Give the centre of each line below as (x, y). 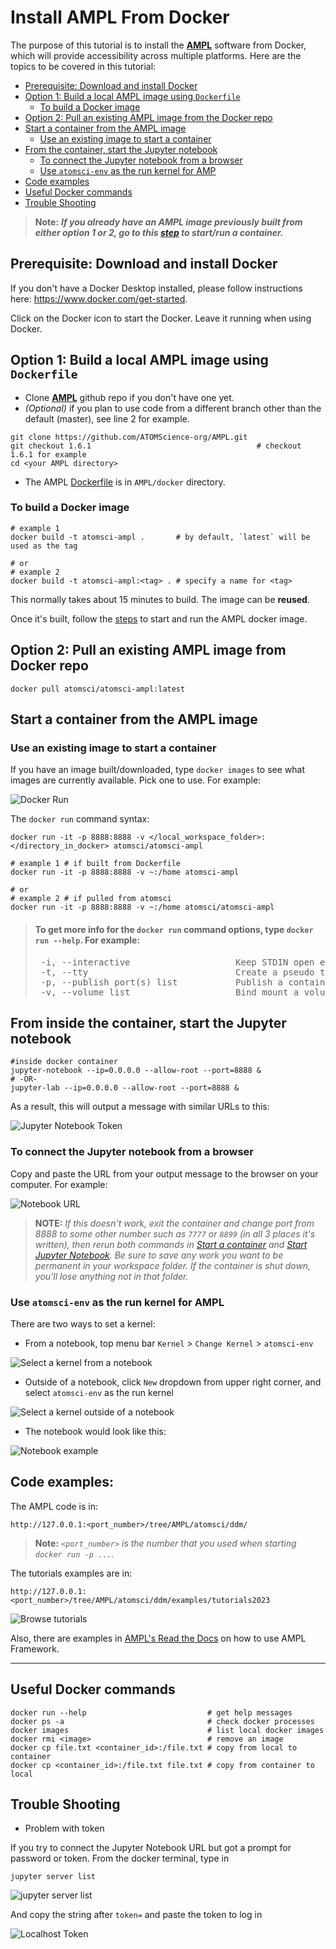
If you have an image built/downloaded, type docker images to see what (157, 770)
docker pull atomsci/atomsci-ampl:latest (98, 689)
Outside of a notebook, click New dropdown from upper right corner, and (173, 1382)
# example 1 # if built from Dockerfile (96, 864)
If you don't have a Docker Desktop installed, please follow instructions (156, 288)
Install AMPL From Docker (120, 17)
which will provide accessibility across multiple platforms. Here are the (156, 55)
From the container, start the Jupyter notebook (121, 149)
